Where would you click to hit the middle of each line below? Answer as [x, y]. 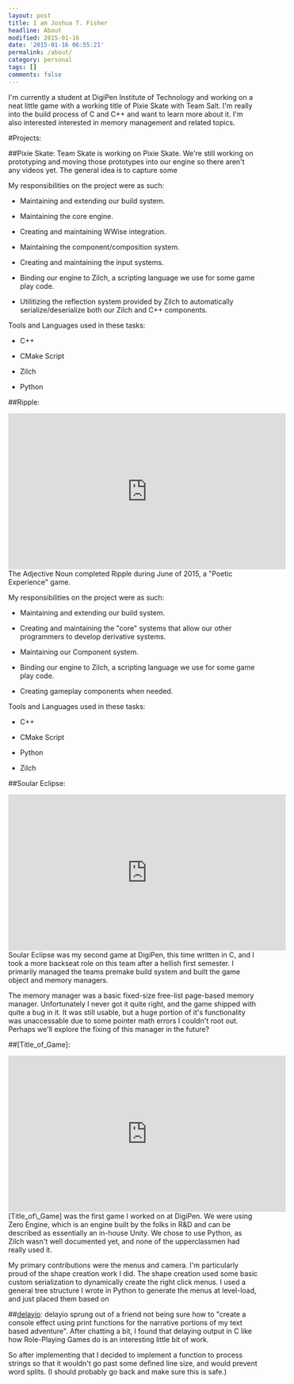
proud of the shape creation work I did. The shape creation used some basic [133, 1273]
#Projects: [25, 138]
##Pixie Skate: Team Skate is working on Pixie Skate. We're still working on [131, 153]
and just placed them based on [59, 1298]
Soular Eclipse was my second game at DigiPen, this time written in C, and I [132, 955]
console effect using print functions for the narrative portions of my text [126, 1322]
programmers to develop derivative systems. [93, 636]
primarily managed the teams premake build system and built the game [124, 972]
